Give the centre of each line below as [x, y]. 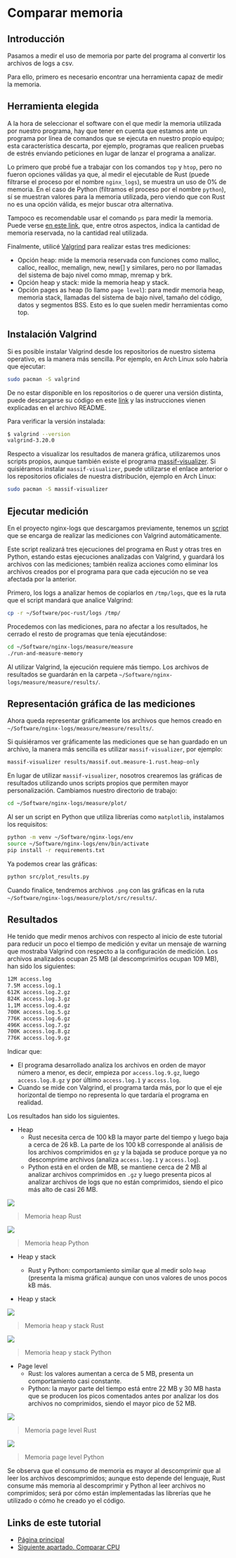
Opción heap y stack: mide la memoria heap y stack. [93, 282]
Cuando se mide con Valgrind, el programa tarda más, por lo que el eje [120, 1088]
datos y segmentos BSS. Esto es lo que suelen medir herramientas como [123, 304]
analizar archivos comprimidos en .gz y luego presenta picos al [120, 1175]
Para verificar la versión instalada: [57, 421]
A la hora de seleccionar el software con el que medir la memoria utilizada [114, 123]
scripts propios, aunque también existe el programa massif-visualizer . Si [112, 461]
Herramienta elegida [53, 107]
